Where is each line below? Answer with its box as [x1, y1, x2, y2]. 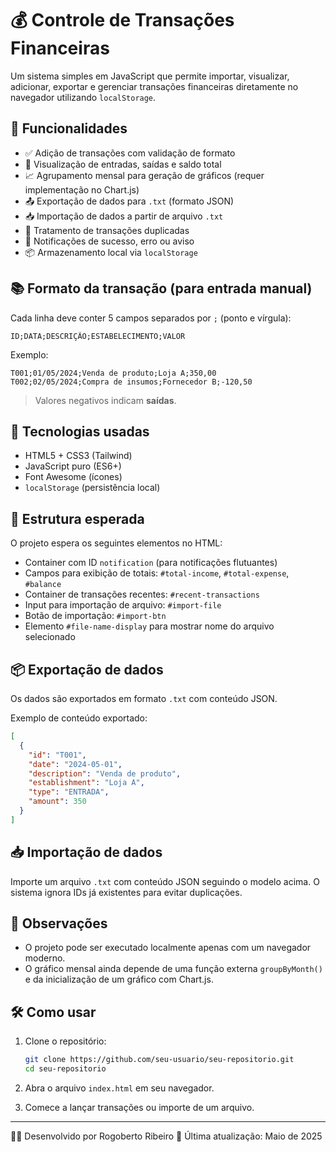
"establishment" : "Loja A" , [28, 778, 145, 788]
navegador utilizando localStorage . [10, 91, 157, 103]
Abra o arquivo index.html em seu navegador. [24, 1082, 215, 1094]
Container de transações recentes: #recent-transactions [24, 588, 260, 601]
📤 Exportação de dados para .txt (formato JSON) [24, 195, 235, 207]
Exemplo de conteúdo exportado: [10, 712, 148, 724]
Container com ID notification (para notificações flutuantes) [24, 557, 278, 569]
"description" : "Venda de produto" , [28, 768, 182, 779]
